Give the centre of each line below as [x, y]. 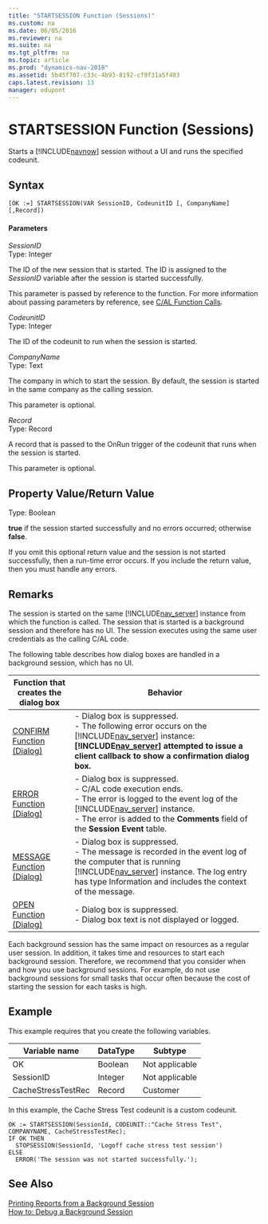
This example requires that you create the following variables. [110, 1031]
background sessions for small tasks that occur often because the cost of [129, 978]
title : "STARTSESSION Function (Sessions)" [82, 16]
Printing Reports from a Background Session [81, 1203]
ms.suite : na [30, 46]
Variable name [51, 1051]
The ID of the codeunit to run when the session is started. [103, 342]
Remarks [31, 594]
